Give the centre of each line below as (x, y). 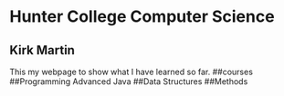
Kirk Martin (42, 50)
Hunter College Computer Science (142, 17)
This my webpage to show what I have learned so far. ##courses (131, 72)
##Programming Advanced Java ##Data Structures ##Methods (129, 82)
